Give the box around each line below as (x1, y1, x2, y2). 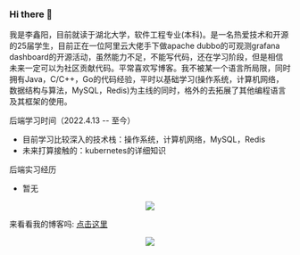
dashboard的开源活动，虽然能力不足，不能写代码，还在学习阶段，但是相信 (9, 52, 284, 62)
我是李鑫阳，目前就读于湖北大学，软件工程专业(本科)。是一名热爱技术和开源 (9, 29, 289, 40)
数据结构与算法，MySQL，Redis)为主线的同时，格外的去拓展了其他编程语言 (9, 85, 287, 96)
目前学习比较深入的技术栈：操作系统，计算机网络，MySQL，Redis (21, 134, 266, 145)
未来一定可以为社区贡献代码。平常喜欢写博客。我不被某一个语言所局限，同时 (9, 62, 291, 74)
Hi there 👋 (9, 8, 54, 21)
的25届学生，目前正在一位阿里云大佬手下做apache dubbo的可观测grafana (9, 40, 280, 52)
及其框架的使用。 (9, 96, 72, 107)
